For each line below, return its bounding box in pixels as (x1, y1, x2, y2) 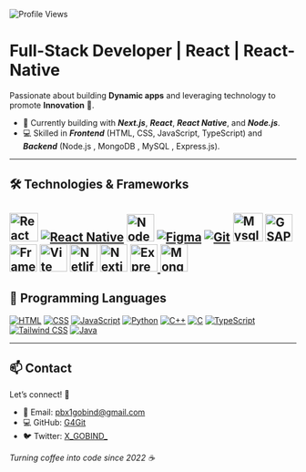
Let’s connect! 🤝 (9, 389, 70, 400)
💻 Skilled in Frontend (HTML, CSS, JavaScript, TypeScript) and (22, 128, 262, 139)
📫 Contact (9, 360, 73, 375)
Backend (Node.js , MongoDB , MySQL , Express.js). (22, 140, 220, 151)
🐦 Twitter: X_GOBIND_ (22, 431, 108, 442)
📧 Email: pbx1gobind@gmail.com (22, 406, 146, 418)
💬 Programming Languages (9, 291, 167, 306)
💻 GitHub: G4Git (22, 417, 87, 428)
